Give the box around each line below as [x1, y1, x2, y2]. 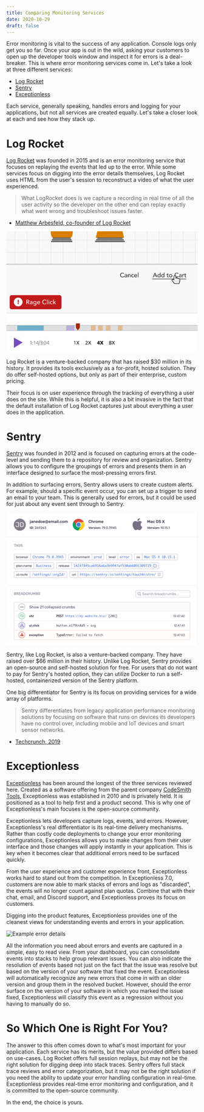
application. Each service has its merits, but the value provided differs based [6, 1047, 198, 1055]
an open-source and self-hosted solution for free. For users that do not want [6, 663, 198, 671]
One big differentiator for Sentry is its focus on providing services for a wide [6, 688, 197, 696]
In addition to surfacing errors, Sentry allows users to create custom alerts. [6, 481, 194, 488]
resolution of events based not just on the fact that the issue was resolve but [6, 961, 198, 968]
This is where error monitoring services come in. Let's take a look [28, 60, 192, 67]
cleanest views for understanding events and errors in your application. [6, 918, 185, 925]
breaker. [6, 60, 27, 67]
